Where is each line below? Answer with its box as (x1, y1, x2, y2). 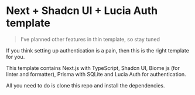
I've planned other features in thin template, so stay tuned (20, 36, 160, 43)
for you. (6, 53, 25, 60)
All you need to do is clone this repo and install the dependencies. (6, 82, 165, 89)
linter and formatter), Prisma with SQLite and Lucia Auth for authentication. (6, 71, 186, 78)
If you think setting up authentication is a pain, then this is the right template (6, 47, 189, 54)
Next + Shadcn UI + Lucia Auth (6, 4, 158, 17)
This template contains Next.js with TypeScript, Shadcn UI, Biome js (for (6, 64, 180, 71)
